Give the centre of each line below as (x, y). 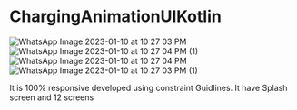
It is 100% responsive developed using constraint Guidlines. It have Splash (148, 87)
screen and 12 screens (52, 97)
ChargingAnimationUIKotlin (116, 17)
